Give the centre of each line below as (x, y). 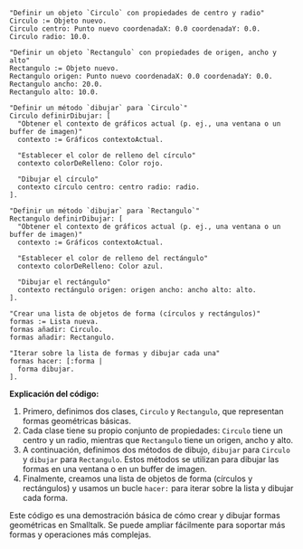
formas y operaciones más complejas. (80, 535)
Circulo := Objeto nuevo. (58, 21)
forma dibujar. (46, 369)
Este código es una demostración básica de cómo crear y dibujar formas (145, 515)
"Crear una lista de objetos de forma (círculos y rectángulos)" (135, 314)
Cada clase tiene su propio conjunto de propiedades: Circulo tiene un (152, 431)
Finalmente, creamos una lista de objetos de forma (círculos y (137, 478)
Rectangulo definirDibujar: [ (66, 219)
